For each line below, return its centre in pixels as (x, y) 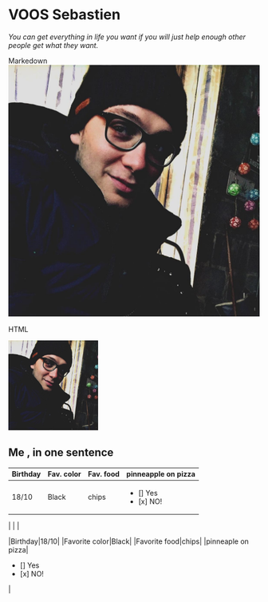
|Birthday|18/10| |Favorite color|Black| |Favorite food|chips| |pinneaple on (129, 541)
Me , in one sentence (61, 453)
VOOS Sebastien (65, 15)
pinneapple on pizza (161, 474)
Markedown (28, 61)
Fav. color (64, 474)
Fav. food (103, 474)
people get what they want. (53, 45)
